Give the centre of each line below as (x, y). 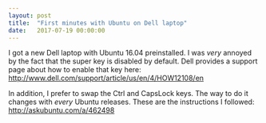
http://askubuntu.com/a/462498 (62, 110)
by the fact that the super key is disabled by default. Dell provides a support (133, 61)
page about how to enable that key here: (75, 70)
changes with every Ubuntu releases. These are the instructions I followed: (131, 102)
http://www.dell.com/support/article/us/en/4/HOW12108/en (106, 78)
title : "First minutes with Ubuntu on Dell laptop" (98, 23)
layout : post (30, 15)
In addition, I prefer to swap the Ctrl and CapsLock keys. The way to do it (129, 94)
